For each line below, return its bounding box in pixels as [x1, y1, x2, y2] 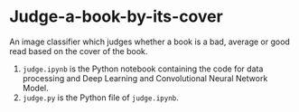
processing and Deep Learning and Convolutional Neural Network [22, 72, 268, 83]
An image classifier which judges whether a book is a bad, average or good [9, 36, 291, 47]
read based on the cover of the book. [9, 45, 148, 56]
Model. [22, 82, 49, 93]
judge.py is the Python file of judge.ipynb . [22, 92, 179, 103]
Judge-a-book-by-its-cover [9, 6, 223, 27]
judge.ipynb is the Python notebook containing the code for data [22, 63, 264, 74]
